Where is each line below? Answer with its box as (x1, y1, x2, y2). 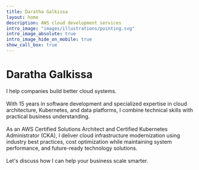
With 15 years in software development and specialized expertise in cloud (6, 100, 187, 107)
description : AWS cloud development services (6, 20, 121, 26)
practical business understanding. (6, 113, 90, 120)
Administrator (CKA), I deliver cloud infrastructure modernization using (6, 132, 180, 139)
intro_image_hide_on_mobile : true (6, 36, 93, 42)
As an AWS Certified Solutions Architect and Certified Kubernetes (6, 125, 168, 132)
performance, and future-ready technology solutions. (6, 144, 137, 152)
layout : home (6, 14, 39, 20)
